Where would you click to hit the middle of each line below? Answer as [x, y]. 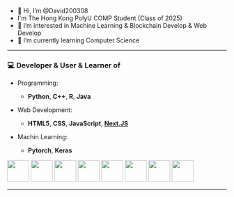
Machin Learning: [42, 137]
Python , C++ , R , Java [59, 97]
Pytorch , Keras [50, 150]
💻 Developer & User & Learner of [64, 65]
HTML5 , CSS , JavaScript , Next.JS [78, 124]
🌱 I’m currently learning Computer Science [78, 40]
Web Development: [45, 110]
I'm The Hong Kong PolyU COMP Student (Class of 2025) [100, 18]
